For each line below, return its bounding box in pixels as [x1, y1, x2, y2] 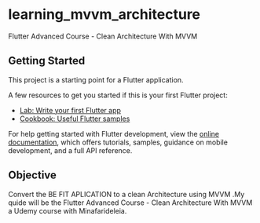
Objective [8, 169, 57, 182]
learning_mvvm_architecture [8, 5, 201, 24]
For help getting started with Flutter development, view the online [8, 129, 220, 138]
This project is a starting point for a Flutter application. [8, 75, 184, 84]
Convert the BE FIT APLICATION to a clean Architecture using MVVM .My [8, 189, 245, 199]
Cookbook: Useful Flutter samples [19, 114, 130, 123]
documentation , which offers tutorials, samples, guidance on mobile [8, 137, 228, 147]
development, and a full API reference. [8, 145, 133, 155]
